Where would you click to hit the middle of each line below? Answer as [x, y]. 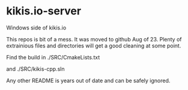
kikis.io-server [44, 11]
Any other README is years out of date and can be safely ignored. [88, 80]
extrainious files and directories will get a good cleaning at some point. [94, 46]
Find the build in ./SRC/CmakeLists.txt [53, 57]
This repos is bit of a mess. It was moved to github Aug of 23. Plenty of [94, 39]
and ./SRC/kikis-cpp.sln [35, 69]
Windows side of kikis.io [36, 28]
